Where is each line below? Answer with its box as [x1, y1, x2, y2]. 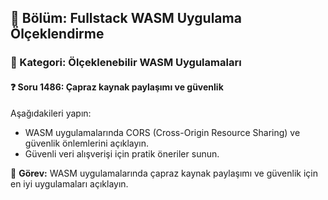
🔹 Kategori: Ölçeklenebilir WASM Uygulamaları [10, 56, 242, 70]
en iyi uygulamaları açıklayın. [10, 177, 129, 190]
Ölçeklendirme [10, 26, 105, 43]
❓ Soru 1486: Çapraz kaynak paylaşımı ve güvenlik [10, 81, 224, 93]
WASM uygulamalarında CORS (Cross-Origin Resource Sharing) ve [24, 126, 301, 138]
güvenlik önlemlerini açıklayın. [24, 137, 150, 149]
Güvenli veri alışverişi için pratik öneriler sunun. [24, 147, 220, 160]
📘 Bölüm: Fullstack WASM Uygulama [10, 10, 242, 27]
